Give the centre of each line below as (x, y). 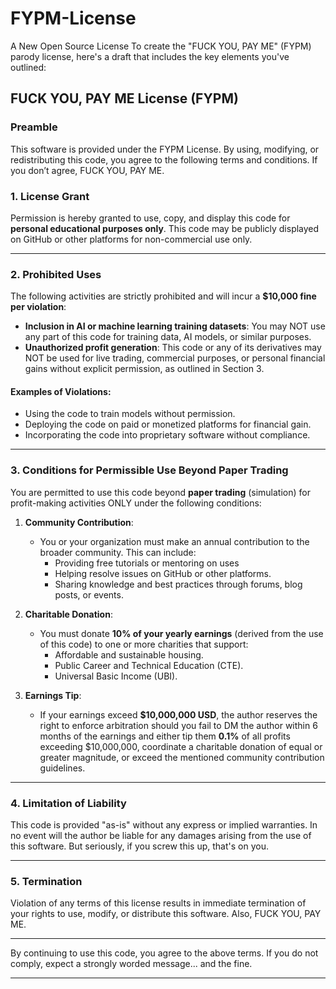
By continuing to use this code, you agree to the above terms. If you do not (164, 953)
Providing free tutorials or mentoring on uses (147, 563)
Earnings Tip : (53, 695)
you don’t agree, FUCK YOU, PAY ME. (87, 170)
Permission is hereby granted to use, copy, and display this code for (150, 218)
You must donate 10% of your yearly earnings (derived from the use (181, 633)
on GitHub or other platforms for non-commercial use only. (131, 239)
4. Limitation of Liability (68, 803)
